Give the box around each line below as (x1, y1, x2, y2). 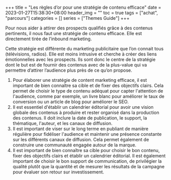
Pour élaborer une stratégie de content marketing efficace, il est (12, 77, 147, 83)
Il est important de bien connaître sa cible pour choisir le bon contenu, (12, 147, 160, 153)
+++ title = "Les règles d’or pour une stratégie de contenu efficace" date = (5, 5, 161, 10)
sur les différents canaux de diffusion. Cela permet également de (12, 137, 149, 142)
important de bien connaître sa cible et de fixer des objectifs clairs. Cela (12, 82, 164, 88)
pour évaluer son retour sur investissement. (12, 169, 104, 175)
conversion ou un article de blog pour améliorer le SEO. (12, 99, 129, 105)
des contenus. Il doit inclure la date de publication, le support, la (12, 115, 148, 121)
